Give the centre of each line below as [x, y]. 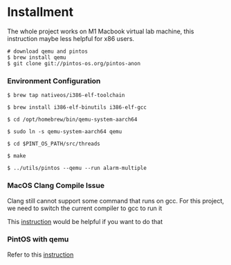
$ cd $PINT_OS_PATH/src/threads [54, 144]
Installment [40, 12]
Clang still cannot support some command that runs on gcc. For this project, [116, 200]
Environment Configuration [54, 80]
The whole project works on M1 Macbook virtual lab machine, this [101, 31]
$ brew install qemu [37, 57]
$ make [17, 156]
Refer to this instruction [40, 255]
